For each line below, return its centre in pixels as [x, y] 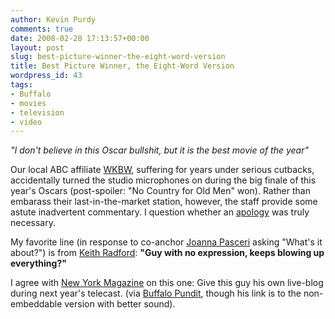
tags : [21, 85]
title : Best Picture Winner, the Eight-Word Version [122, 66]
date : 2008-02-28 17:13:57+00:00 [80, 38]
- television [37, 112]
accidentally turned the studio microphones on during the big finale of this [163, 180]
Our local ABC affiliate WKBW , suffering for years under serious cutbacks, [162, 170]
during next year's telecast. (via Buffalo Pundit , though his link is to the [156, 293]
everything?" [38, 263]
